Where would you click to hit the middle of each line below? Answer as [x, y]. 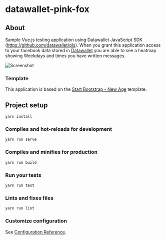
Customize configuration [36, 221]
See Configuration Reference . [36, 232]
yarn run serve [21, 140]
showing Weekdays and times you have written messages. [65, 56]
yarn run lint [20, 208]
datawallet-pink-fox [47, 9]
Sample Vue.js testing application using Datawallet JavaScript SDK [74, 40]
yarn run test [20, 185]
